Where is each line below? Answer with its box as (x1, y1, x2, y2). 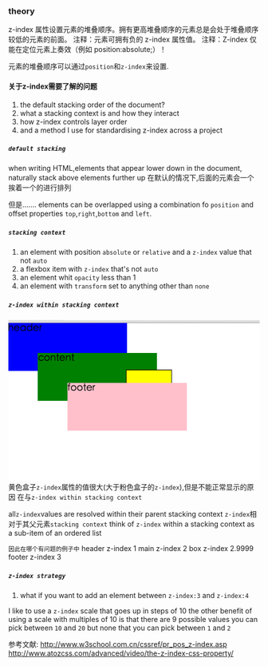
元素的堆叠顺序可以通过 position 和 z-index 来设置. (8, 61, 169, 71)
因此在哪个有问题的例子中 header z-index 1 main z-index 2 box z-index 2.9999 (8, 544, 254, 553)
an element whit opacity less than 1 (19, 273, 136, 283)
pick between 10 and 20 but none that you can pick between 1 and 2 (8, 623, 231, 632)
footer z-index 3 (8, 553, 61, 562)
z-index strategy (8, 572, 66, 580)
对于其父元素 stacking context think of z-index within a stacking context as (8, 519, 255, 529)
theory (8, 6, 35, 17)
